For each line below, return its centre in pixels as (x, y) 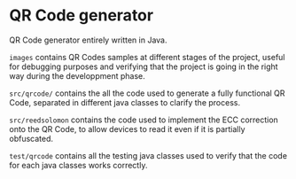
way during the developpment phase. (77, 75)
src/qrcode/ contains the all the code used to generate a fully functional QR (147, 93)
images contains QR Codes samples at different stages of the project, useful (147, 57)
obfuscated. (31, 138)
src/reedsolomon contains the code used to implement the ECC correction (144, 120)
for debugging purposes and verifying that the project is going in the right (144, 66)
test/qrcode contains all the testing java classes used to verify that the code (148, 155)
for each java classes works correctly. (78, 165)
